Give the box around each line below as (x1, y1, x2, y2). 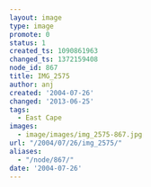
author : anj (9, 80, 54, 89)
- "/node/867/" (17, 155, 75, 165)
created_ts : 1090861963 (9, 47, 99, 56)
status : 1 (9, 38, 47, 48)
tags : (9, 105, 30, 114)
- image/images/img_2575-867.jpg (17, 130, 143, 139)
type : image (9, 22, 54, 31)
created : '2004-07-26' (9, 88, 94, 97)
